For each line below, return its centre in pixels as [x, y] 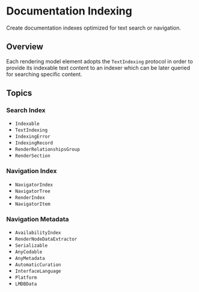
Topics [19, 93]
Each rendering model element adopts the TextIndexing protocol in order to [100, 61]
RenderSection [32, 156]
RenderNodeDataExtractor [46, 240]
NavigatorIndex [34, 185]
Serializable [31, 246]
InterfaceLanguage [38, 271]
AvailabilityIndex [38, 233]
